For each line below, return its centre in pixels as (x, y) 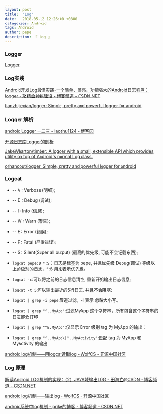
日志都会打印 (25, 317)
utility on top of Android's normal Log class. (49, 156)
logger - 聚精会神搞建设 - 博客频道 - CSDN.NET (53, 96)
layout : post (18, 10)
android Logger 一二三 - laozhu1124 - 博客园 (50, 131)
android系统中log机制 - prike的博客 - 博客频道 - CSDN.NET (64, 407)
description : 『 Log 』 (29, 37)
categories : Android (26, 23)
